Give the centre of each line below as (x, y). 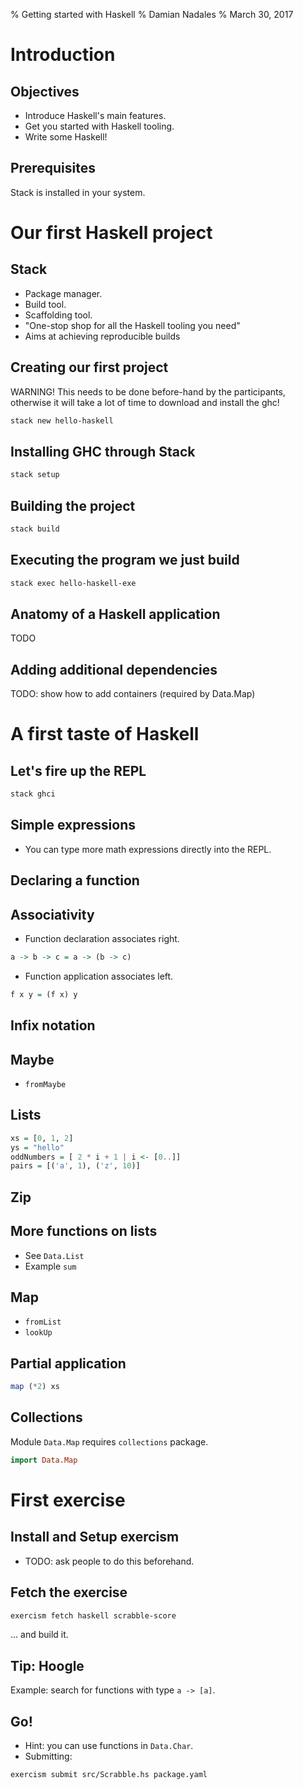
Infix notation (53, 1025)
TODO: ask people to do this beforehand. (109, 1561)
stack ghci (33, 794)
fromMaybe (45, 1085)
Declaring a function (75, 880)
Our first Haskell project (111, 233)
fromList (43, 1322)
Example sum (50, 1266)
